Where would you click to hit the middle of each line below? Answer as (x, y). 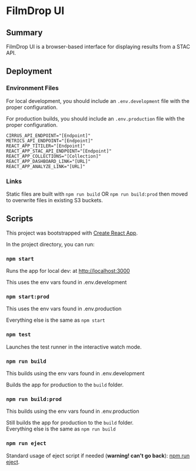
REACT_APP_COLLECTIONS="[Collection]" (54, 156)
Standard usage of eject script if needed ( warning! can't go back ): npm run (98, 455)
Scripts (20, 219)
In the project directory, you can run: (50, 244)
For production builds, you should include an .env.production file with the (95, 118)
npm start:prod (28, 297)
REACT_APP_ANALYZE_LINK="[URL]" (46, 166)
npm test (19, 335)
